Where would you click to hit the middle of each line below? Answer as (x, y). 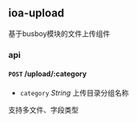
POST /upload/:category (48, 74)
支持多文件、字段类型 (43, 110)
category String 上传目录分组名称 (75, 92)
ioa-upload (36, 13)
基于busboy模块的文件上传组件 (59, 33)
